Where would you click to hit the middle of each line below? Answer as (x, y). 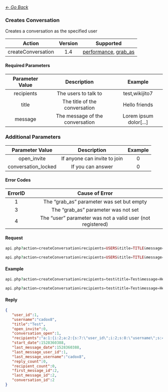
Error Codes (18, 180)
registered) (95, 224)
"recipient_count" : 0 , (34, 366)
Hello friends (138, 105)
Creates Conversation (32, 20)
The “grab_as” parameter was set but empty (95, 202)
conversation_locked (32, 166)
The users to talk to (79, 93)
